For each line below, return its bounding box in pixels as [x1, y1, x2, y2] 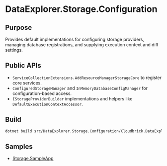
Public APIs [5, 61, 41, 70]
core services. [12, 80, 42, 85]
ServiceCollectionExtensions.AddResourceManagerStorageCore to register [12, 75, 162, 81]
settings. [5, 47, 23, 53]
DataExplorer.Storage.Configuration [5, 3, 158, 15]
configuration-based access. [12, 90, 72, 96]
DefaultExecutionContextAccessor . [12, 101, 83, 107]
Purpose [5, 23, 32, 32]
